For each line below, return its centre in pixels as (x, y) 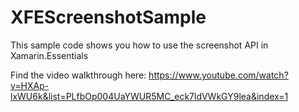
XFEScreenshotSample (108, 17)
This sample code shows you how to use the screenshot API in (139, 45)
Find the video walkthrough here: (78, 75)
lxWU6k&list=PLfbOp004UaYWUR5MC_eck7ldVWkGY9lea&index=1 (149, 96)
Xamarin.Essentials (49, 55)
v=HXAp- (30, 85)
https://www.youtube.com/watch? (218, 75)
